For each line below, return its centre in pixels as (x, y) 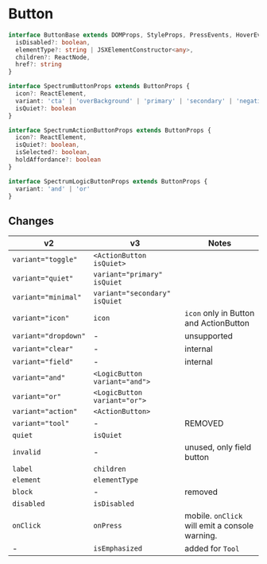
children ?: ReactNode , (53, 57)
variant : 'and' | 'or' (53, 189)
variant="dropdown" (49, 336)
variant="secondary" (132, 294)
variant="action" (45, 411)
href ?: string (39, 64)
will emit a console (219, 526)
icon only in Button (220, 313)
